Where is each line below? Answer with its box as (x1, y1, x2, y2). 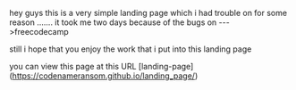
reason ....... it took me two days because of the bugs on (9, 17, 217, 28)
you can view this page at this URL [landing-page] (9, 61, 194, 71)
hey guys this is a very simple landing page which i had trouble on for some (9, 8, 288, 18)
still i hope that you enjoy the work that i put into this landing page (9, 44, 252, 54)
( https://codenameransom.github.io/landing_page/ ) (9, 70, 199, 81)
